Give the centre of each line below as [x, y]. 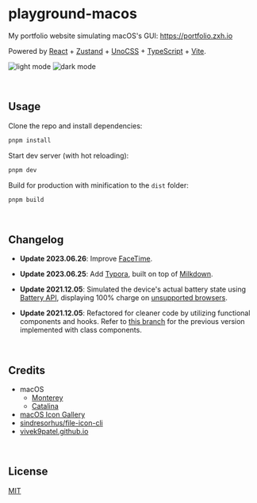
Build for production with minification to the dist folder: [98, 185]
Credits [27, 370]
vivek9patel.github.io [54, 431]
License [28, 472]
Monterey [47, 398]
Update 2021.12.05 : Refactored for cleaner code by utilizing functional [135, 313]
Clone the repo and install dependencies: [75, 126]
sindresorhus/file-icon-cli [61, 423]
